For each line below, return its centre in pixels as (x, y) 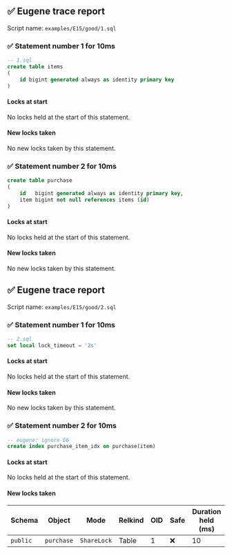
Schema (25, 520)
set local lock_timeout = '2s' (52, 345)
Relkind (131, 520)
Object (59, 520)
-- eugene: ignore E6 (38, 440)
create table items (35, 66)
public (21, 540)
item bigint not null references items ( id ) (85, 200)
